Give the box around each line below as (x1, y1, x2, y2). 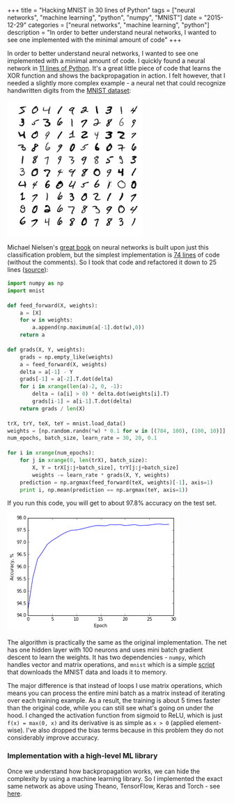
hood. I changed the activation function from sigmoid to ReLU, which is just (7, 711, 223, 719)
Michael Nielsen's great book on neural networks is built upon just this (7, 243, 209, 251)
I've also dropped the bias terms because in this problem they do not (26, 726, 224, 735)
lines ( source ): (7, 266, 49, 273)
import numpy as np (7, 280, 64, 287)
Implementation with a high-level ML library (7, 751, 158, 761)
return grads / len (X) (19, 405, 86, 412)
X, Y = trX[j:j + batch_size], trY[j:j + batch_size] (32, 464, 179, 471)
